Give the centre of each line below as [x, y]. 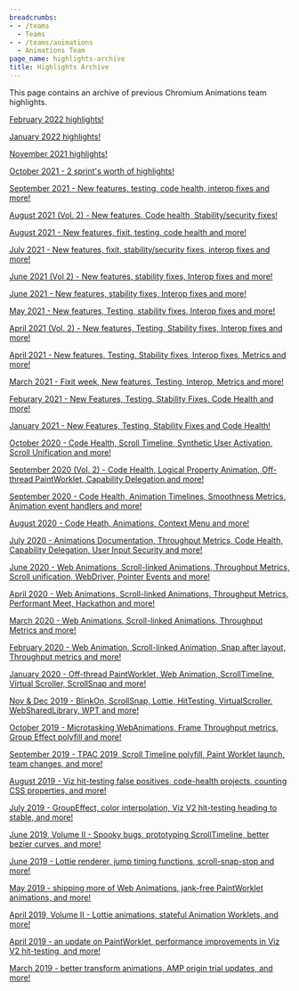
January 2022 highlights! [55, 136]
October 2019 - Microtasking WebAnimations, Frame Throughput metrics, [144, 727]
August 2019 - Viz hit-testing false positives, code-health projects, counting [148, 781]
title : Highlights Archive [59, 68]
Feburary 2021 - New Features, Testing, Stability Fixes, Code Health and [141, 398]
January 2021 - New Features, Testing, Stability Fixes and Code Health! [140, 425]
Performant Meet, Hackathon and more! [82, 603]
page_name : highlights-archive [67, 59]
